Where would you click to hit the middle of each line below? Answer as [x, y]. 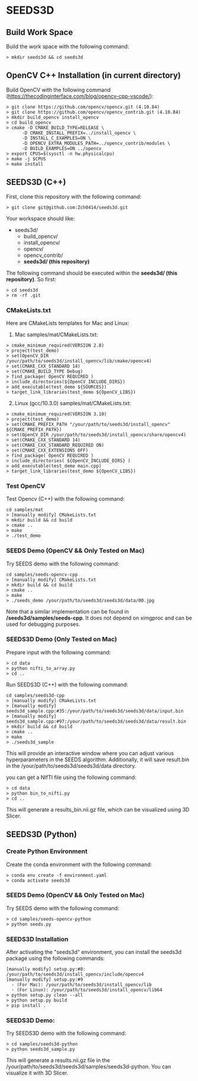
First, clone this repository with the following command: [74, 196]
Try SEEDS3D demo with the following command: [66, 1034]
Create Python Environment [47, 851]
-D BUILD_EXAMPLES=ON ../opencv [61, 148]
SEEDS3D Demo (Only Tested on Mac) [61, 640]
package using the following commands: [56, 958]
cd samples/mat [25, 510]
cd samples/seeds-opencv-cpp [42, 574]
